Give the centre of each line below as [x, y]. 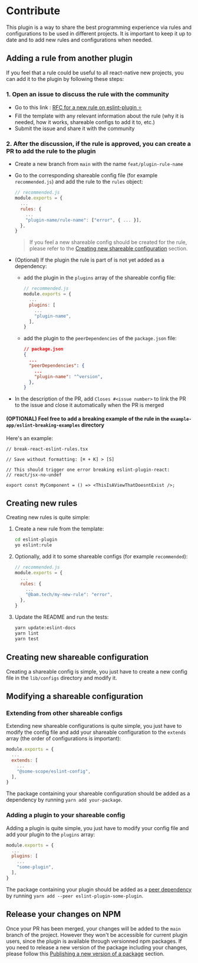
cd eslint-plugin [36, 540]
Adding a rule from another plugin [70, 58]
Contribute [33, 11]
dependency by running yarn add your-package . [64, 800]
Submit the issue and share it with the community [75, 129]
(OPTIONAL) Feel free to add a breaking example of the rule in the [88, 418]
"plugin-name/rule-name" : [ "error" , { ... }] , [84, 220]
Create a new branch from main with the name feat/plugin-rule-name [99, 164]
